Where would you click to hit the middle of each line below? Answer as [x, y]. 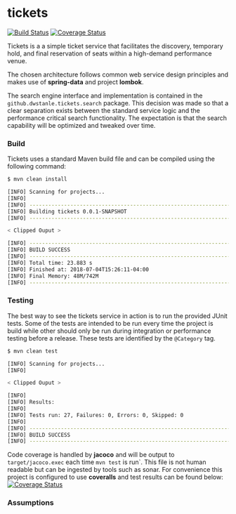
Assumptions [31, 503]
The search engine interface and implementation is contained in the [105, 95]
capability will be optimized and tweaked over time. [81, 125]
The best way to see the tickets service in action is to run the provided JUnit [118, 316]
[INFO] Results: [31, 402]
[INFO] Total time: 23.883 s [50, 263]
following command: [37, 166]
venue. [17, 60]
